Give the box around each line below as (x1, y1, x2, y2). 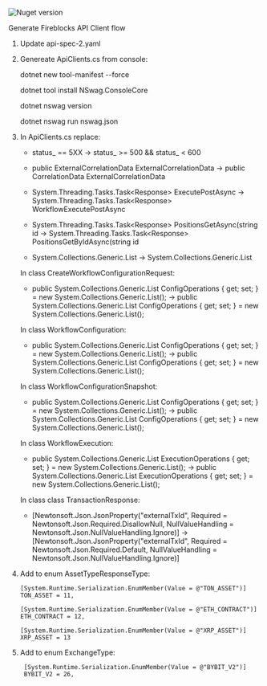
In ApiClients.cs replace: (19, 133, 101, 141)
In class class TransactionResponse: (19, 495, 140, 504)
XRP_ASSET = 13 (19, 634, 71, 642)
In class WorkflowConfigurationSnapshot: (19, 382, 158, 391)
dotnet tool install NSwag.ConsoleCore (19, 85, 148, 95)
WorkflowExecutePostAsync (31, 205, 126, 214)
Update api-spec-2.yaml (19, 39, 102, 48)
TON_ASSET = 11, (19, 591, 75, 599)
